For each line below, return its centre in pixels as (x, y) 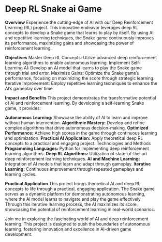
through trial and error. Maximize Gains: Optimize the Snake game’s (72, 73)
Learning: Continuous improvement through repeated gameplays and (74, 169)
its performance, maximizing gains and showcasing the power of (69, 43)
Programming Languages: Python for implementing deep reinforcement (77, 148)
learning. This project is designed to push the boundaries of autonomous (78, 224)
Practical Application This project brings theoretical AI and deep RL (73, 183)
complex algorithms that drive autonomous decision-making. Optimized (77, 128)
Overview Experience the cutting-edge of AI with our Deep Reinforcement (79, 22)
